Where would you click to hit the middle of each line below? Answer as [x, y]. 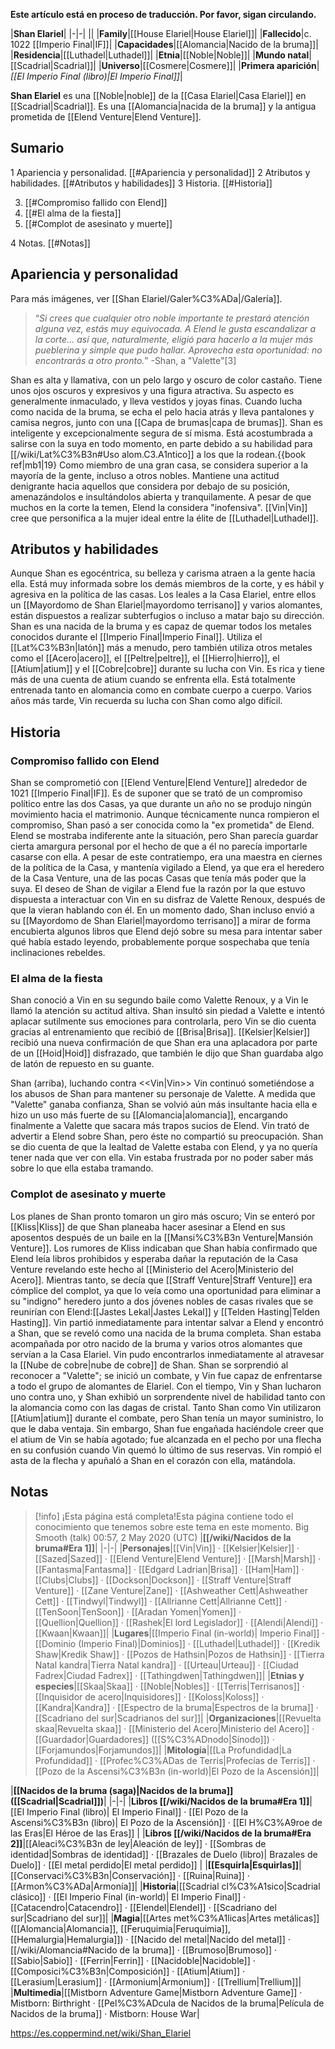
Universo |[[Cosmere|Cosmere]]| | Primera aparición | [210, 65]
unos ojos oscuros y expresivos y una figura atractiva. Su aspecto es [152, 390]
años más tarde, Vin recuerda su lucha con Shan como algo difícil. [146, 701]
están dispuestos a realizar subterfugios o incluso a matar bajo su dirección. [167, 616]
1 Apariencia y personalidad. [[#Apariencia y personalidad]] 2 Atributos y [160, 172]
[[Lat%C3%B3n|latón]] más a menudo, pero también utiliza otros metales [161, 648]
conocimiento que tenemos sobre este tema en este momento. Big [172, 1526]
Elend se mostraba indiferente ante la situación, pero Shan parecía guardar [164, 836]
